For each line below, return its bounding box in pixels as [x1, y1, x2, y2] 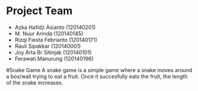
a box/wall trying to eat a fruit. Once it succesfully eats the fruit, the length [6, 73, 188, 80]
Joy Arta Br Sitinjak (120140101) [14, 48, 92, 56]
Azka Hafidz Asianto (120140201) [14, 24, 96, 31]
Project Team [6, 4, 73, 18]
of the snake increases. [6, 79, 63, 86]
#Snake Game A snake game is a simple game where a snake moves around [6, 66, 193, 73]
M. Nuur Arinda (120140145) [14, 30, 84, 37]
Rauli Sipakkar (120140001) [14, 43, 81, 50]
